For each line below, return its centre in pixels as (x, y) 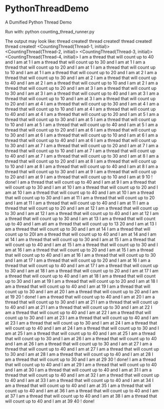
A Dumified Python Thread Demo (38, 22)
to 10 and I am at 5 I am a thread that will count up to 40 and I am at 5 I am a (82, 124)
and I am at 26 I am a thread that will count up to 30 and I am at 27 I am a (79, 344)
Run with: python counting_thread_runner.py (50, 31)
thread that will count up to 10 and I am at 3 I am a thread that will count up (80, 98)
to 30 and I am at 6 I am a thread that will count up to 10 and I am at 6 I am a (82, 135)
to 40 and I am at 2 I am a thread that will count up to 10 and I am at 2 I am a (82, 83)
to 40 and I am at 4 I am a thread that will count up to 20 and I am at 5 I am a (82, 114)
